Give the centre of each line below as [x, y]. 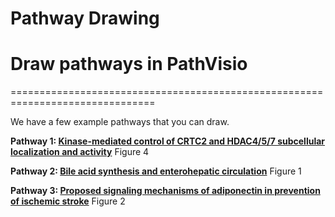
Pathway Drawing [85, 18]
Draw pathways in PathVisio [129, 64]
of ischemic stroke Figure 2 [68, 201]
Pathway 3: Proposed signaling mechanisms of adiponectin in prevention [165, 191]
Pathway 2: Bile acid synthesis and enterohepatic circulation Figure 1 [156, 171]
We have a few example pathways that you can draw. [120, 122]
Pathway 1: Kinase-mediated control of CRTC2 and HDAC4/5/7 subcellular [168, 141]
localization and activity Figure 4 [80, 152]
